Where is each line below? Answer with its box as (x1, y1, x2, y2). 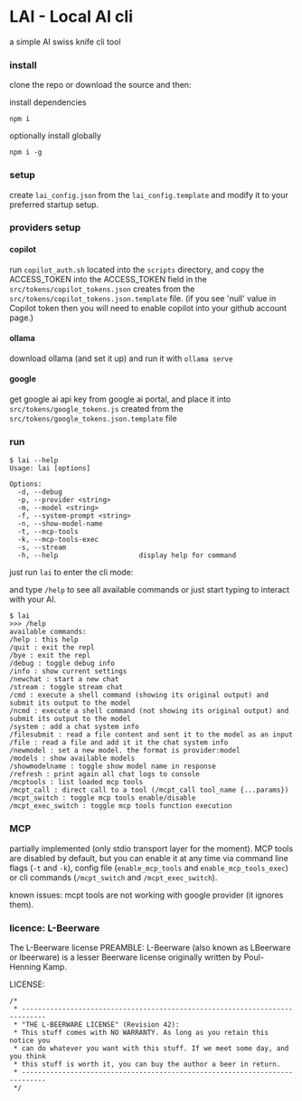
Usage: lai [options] (9, 464, 91, 473)
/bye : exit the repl (9, 651, 91, 660)
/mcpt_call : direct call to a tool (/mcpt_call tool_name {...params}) (9, 785, 289, 795)
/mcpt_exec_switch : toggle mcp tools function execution (9, 802, 232, 811)
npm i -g (9, 147, 42, 157)
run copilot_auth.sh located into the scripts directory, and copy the (9, 264, 265, 275)
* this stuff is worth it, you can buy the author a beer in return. (13, 1059, 281, 1068)
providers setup (9, 222, 81, 234)
